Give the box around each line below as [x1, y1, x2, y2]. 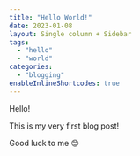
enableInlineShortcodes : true [9, 79, 121, 88]
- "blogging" [17, 71, 65, 80]
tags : [9, 37, 29, 47]
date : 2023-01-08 [9, 21, 73, 30]
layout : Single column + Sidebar [9, 29, 132, 38]
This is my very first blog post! [9, 121, 120, 131]
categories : [9, 63, 53, 72]
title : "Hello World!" [9, 12, 92, 22]
